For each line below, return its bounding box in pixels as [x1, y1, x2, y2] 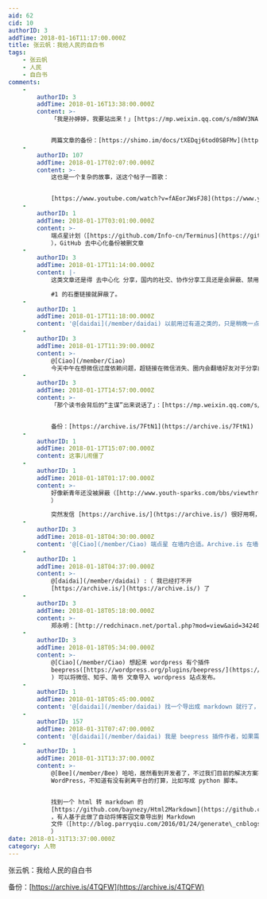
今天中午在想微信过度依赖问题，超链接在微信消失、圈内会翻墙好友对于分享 [50, 364, 258, 372]
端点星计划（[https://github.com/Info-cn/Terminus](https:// [50, 231, 250, 239]
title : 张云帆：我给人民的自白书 [8, 41, 105, 49]
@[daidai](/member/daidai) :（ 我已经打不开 [50, 577, 192, 585]
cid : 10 [8, 19, 34, 27]
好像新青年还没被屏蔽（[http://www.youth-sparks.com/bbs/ [50, 489, 234, 497]
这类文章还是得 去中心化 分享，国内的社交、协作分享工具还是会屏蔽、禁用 [50, 276, 260, 284]
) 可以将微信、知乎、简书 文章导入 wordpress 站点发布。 [50, 673, 219, 681]
